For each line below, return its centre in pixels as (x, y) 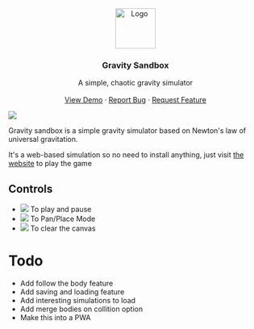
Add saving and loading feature (72, 292)
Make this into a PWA (55, 318)
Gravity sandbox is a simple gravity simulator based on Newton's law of (127, 131)
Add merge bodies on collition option (81, 309)
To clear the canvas (63, 228)
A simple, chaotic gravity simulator (135, 83)
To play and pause (61, 210)
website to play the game (50, 164)
